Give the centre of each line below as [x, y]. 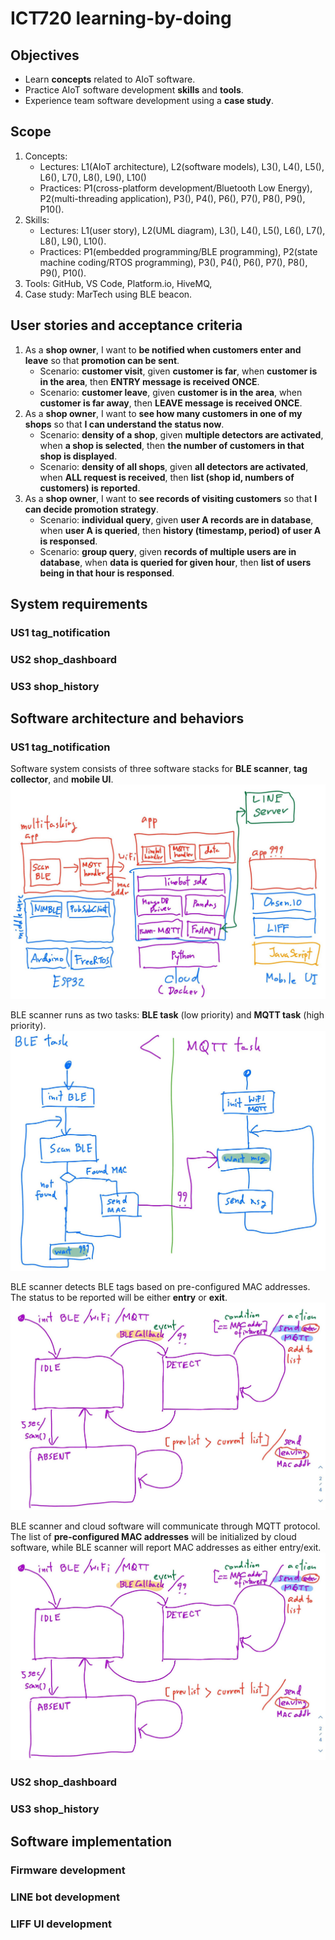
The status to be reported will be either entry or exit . [119, 1298]
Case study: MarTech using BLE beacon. [108, 294]
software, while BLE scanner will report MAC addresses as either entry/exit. [166, 1547]
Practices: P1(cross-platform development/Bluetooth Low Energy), [176, 188]
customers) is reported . [90, 488]
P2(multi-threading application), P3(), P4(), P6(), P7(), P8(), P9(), [172, 198]
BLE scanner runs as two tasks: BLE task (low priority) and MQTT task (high [167, 1015]
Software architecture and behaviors [127, 718]
